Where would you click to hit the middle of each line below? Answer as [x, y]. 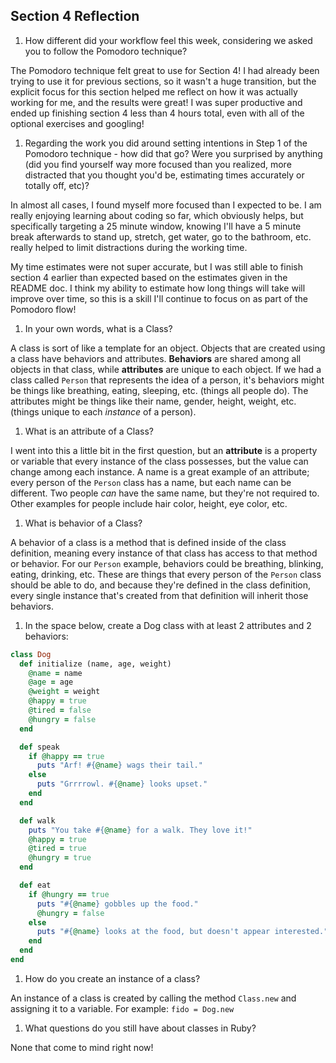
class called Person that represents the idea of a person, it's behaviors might [167, 380]
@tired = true [57, 849]
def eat [35, 885]
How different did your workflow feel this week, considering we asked [168, 40]
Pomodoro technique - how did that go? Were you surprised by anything [173, 153]
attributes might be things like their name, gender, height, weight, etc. [153, 401]
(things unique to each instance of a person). [103, 411]
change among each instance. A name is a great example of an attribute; [160, 471]
